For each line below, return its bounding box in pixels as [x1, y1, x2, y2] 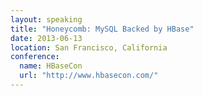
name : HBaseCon [19, 61, 83, 71]
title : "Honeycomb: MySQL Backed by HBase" [10, 24, 195, 34]
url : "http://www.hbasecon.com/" [19, 71, 159, 81]
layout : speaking [10, 14, 83, 25]
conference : [10, 52, 60, 62]
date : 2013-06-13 [10, 33, 83, 43]
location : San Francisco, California [10, 42, 168, 53]
